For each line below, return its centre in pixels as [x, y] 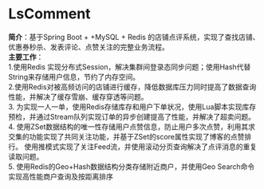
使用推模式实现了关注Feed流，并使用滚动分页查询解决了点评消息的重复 [140, 146]
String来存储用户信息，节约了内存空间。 [74, 77]
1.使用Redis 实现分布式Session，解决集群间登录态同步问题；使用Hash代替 [130, 67]
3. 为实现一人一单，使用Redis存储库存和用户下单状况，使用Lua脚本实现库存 [132, 106]
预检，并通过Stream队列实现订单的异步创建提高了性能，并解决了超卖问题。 [132, 116]
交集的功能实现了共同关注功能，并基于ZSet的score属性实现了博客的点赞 [126, 136]
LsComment [49, 14]
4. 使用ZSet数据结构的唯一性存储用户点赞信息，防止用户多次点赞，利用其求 [132, 126]
